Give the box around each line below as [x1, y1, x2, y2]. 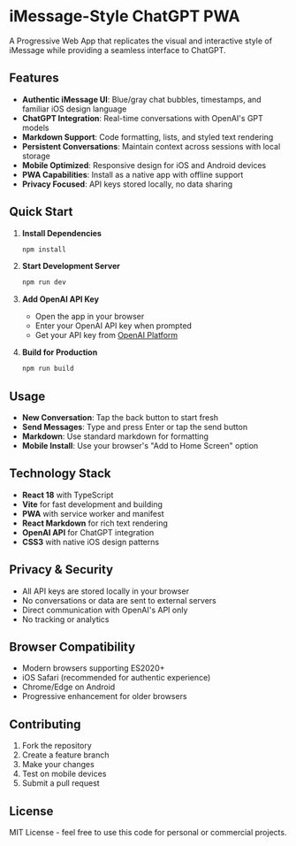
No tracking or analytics [21, 613, 110, 625]
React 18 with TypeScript [21, 489, 114, 500]
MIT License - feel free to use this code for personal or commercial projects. [9, 827, 287, 838]
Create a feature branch [21, 750, 110, 760]
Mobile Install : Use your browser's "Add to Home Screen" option [21, 441, 259, 450]
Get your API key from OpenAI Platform [34, 330, 178, 341]
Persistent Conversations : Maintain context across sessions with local [21, 141, 281, 151]
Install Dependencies [21, 227, 102, 238]
